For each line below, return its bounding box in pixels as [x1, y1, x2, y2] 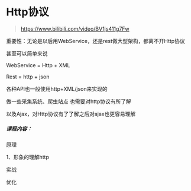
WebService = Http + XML [6, 61, 70, 68]
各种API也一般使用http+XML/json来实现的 [6, 85, 108, 92]
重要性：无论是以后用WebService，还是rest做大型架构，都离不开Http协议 [6, 37, 185, 44]
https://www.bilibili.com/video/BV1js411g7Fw [20, 25, 130, 32]
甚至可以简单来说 [6, 50, 48, 57]
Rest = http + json [6, 73, 50, 80]
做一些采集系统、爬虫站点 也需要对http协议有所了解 [6, 98, 131, 105]
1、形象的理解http [6, 153, 49, 160]
